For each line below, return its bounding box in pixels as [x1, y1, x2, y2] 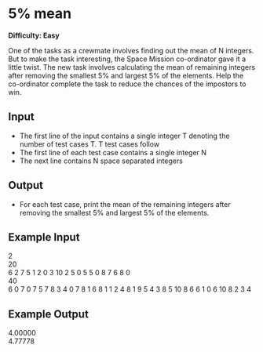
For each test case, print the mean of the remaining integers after [19, 199, 231, 209]
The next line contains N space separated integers [19, 156, 183, 165]
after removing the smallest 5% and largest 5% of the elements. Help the [8, 71, 244, 80]
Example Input [8, 230, 80, 244]
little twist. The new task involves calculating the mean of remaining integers [8, 62, 256, 71]
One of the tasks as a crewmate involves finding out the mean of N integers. [8, 45, 254, 55]
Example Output [8, 307, 89, 321]
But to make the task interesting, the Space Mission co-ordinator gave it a [8, 54, 246, 64]
